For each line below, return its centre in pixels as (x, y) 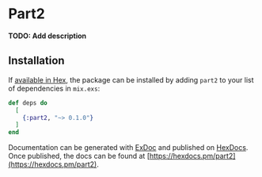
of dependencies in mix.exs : (54, 88)
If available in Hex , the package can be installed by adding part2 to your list (131, 79)
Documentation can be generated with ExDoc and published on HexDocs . (128, 148)
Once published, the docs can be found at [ (79, 156)
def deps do (28, 103)
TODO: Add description (47, 36)
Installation (36, 61)
